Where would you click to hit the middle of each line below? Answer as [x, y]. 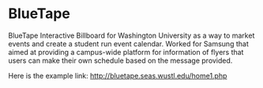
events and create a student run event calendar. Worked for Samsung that [128, 43]
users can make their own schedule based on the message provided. [120, 60]
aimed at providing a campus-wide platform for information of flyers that [126, 52]
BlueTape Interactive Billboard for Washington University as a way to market [131, 35]
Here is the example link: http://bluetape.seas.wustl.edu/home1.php [118, 75]
